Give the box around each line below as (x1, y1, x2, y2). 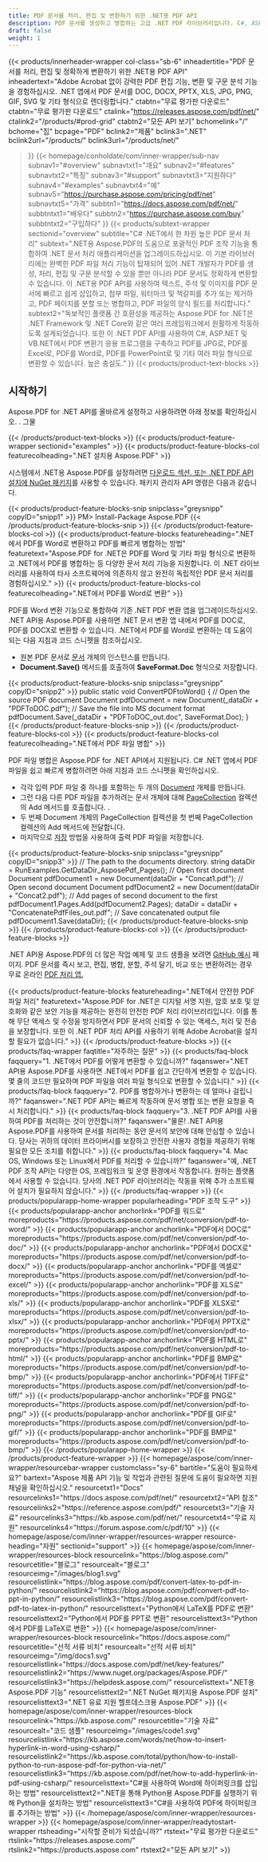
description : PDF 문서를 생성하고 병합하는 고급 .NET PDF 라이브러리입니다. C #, (8, 19, 249, 27)
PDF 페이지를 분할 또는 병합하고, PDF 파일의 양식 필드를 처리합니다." (38, 298, 251, 308)
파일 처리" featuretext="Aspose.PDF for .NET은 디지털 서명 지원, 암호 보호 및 (8, 997, 251, 1006)
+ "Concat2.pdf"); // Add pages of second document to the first (8, 891, 218, 900)
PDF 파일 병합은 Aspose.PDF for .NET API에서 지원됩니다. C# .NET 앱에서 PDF (8, 756, 258, 765)
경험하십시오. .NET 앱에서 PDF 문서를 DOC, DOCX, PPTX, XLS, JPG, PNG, (16, 87, 254, 97)
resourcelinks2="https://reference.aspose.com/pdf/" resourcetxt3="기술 (8, 1503, 246, 1512)
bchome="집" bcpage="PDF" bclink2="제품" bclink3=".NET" (8, 127, 207, 136)
